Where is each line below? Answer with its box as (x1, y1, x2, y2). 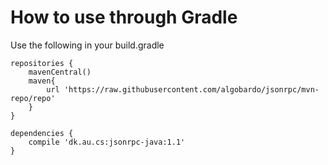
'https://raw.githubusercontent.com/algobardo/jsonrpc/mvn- (63, 84, 320, 95)
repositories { (10, 58, 74, 68)
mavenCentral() (28, 67, 92, 77)
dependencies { (10, 128, 74, 138)
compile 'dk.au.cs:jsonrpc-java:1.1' (28, 137, 186, 147)
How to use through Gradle (10, 6, 238, 29)
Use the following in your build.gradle (10, 39, 165, 51)
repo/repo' (10, 93, 56, 103)
